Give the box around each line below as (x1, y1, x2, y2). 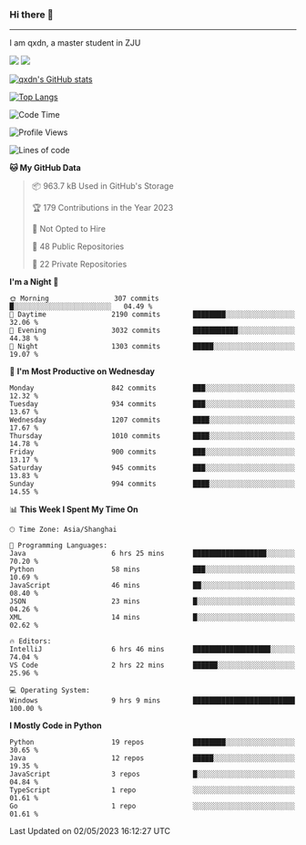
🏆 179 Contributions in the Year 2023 (31, 203, 174, 214)
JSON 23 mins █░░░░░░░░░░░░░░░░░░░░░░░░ (9, 597, 296, 606)
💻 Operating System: (9, 686, 91, 695)
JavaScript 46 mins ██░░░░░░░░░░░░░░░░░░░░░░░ (9, 581, 296, 590)
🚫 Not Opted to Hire (31, 224, 107, 235)
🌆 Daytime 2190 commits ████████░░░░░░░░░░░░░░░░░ (9, 310, 296, 319)
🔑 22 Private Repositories (31, 259, 127, 270)
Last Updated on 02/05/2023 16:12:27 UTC (9, 826, 171, 837)
